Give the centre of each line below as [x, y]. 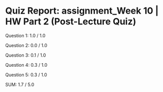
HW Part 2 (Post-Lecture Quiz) [71, 21]
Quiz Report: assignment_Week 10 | [82, 11]
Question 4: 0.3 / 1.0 [26, 65]
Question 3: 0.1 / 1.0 [26, 55]
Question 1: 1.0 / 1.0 [25, 35]
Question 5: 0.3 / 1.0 [26, 75]
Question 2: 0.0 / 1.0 [26, 45]
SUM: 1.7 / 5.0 [20, 84]
